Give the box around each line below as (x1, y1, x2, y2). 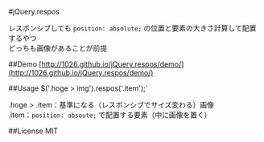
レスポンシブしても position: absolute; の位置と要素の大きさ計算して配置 (8, 23, 257, 33)
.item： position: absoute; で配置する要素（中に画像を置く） (8, 110, 212, 120)
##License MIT (8, 126, 59, 136)
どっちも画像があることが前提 (8, 43, 107, 53)
